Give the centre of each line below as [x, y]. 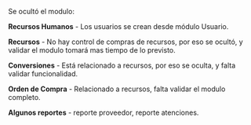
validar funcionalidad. [43, 74]
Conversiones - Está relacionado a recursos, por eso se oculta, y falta [122, 65]
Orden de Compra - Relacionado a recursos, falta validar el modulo [117, 89]
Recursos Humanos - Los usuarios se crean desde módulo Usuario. [118, 26]
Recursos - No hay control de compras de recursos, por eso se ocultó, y [125, 42]
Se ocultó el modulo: [41, 11]
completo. [24, 97]
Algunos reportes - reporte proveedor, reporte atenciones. [104, 112]
